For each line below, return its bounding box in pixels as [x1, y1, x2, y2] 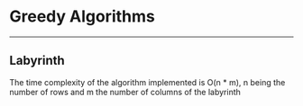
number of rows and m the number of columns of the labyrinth [9, 86, 242, 97]
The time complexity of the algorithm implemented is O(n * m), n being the [9, 76, 286, 87]
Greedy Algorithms [9, 6, 155, 27]
